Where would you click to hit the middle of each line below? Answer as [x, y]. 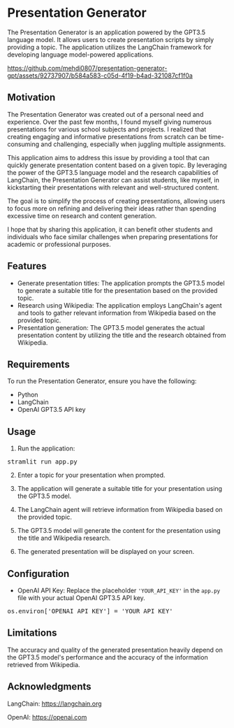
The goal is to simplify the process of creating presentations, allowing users [116, 201]
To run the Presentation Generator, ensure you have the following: [102, 381]
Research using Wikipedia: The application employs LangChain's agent [119, 305]
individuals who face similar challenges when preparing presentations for [113, 236]
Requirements [38, 364]
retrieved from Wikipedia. [44, 664]
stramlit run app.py [43, 462]
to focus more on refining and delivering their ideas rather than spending [112, 208]
